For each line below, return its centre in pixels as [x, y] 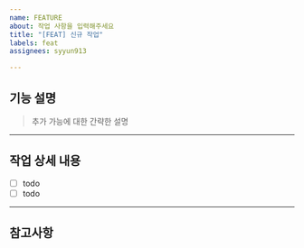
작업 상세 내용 [45, 161]
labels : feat [34, 43]
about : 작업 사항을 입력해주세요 [62, 26]
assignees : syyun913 [48, 51]
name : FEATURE [36, 18]
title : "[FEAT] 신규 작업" [57, 34]
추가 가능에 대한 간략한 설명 [80, 121]
